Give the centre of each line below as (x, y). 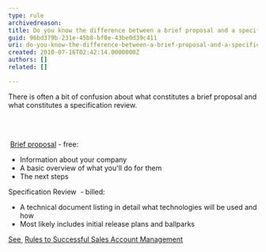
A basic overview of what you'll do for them (91, 168)
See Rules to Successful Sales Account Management (96, 239)
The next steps (44, 176)
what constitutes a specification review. (72, 105)
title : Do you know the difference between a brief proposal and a (122, 30)
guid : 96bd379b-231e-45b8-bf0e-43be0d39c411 (83, 38)
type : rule (26, 15)
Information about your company (73, 159)
